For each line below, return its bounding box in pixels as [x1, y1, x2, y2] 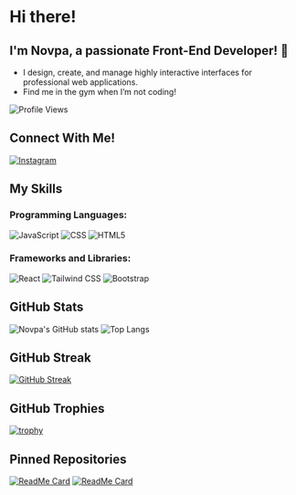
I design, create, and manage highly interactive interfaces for [22, 67, 253, 78]
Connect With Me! [9, 131, 116, 146]
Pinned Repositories [9, 451, 127, 467]
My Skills [9, 181, 63, 197]
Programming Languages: [9, 208, 128, 221]
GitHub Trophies [9, 400, 105, 416]
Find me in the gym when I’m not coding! [22, 87, 176, 97]
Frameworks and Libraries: [9, 252, 132, 265]
